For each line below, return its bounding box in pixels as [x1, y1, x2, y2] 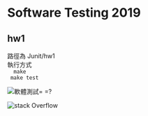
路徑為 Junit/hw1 [7, 52, 55, 60]
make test [10, 74, 39, 81]
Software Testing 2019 [7, 5, 141, 21]
